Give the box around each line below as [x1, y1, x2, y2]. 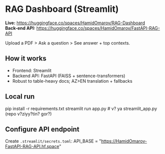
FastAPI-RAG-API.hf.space [5, 144, 59, 150]
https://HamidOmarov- [101, 138, 147, 144]
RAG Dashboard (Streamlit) [5, 3, 119, 15]
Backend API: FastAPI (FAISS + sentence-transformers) [12, 73, 125, 79]
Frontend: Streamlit [12, 67, 52, 73]
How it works [5, 54, 47, 63]
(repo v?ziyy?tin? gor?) [5, 110, 52, 117]
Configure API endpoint [5, 125, 80, 133]
